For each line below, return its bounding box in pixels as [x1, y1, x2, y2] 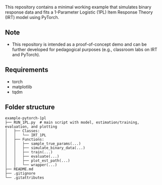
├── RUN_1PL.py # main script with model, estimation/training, [5, 120, 139, 125]
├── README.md [5, 167, 34, 172]
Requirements [5, 66, 48, 74]
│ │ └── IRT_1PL [5, 133, 47, 138]
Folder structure [5, 103, 55, 111]
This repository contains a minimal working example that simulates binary [5, 4, 151, 10]
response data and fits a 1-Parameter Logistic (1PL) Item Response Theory [5, 9, 153, 15]
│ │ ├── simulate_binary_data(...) [5, 146, 86, 151]
